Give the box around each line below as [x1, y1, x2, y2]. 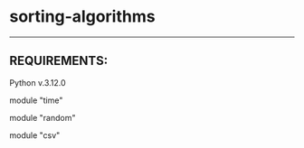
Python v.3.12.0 [9, 77, 66, 88]
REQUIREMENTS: [9, 53, 109, 69]
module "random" [9, 112, 76, 123]
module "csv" [9, 129, 61, 141]
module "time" [9, 95, 63, 106]
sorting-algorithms [9, 6, 156, 27]
